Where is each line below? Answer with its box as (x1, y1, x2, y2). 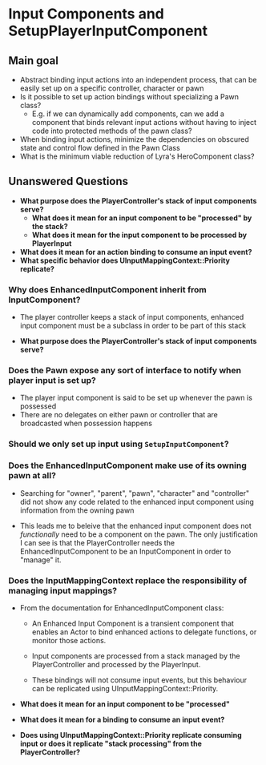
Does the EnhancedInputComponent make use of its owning (8, 460, 247, 471)
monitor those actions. (31, 635, 107, 645)
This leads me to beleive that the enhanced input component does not (19, 521, 252, 530)
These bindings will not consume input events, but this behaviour (31, 674, 247, 685)
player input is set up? (8, 375, 96, 386)
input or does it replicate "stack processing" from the (19, 739, 202, 748)
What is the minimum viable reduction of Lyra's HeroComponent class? (19, 151, 255, 161)
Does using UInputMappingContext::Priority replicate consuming (19, 730, 242, 739)
